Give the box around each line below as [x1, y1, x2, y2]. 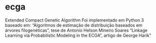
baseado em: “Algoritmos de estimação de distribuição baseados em [5, 22, 143, 28]
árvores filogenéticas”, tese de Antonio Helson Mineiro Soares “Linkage [5, 27, 148, 33]
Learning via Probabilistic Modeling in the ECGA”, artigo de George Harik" [5, 32, 152, 38]
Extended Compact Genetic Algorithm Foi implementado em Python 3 [5, 17, 144, 23]
